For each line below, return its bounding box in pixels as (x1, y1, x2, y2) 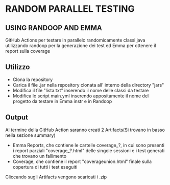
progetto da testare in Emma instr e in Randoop (12, 98, 112, 104)
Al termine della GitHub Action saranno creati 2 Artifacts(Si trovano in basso (5, 127, 165, 133)
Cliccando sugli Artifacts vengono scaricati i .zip (5, 174, 107, 180)
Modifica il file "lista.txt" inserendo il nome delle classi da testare (12, 87, 149, 93)
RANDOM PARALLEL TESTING (5, 3, 135, 15)
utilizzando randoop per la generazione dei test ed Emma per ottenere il (5, 43, 157, 49)
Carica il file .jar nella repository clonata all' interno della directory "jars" (12, 81, 164, 88)
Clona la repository (12, 76, 53, 83)
